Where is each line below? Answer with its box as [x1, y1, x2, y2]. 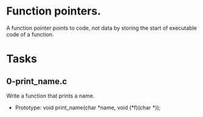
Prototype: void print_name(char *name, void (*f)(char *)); [15, 104, 161, 111]
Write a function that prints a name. [6, 92, 95, 99]
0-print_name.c [6, 76, 67, 86]
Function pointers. [6, 4, 101, 18]
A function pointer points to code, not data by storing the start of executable [6, 24, 198, 32]
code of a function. [6, 30, 54, 38]
